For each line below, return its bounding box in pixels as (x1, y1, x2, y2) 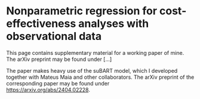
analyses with (78, 17, 149, 30)
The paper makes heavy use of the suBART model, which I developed (6, 67, 178, 74)
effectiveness (6, 17, 76, 30)
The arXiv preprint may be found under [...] (6, 55, 112, 63)
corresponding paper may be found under (6, 79, 110, 87)
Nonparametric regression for (6, 4, 157, 18)
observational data (6, 30, 102, 43)
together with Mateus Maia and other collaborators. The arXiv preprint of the (6, 73, 195, 81)
